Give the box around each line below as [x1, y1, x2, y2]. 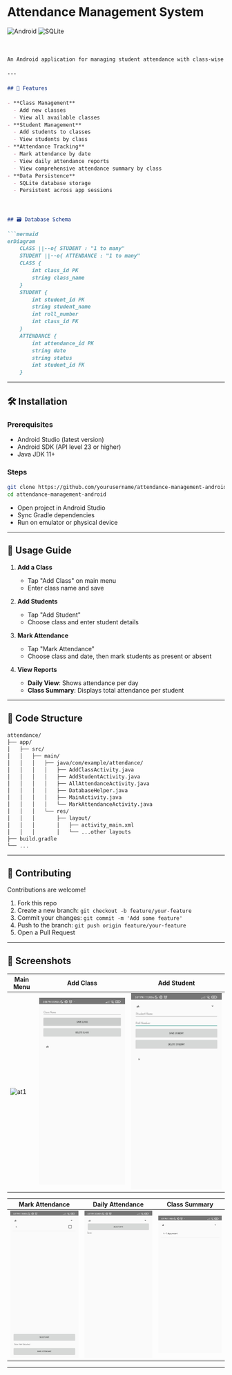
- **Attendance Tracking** [7, 143, 85, 151]
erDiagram [7, 238, 36, 245]
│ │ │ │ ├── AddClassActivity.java [7, 766, 135, 773]
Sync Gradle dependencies [17, 510, 95, 519]
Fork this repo [17, 899, 57, 907]
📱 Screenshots [7, 954, 72, 967]
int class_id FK [32, 318, 79, 325]
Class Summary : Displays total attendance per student [27, 686, 184, 694]
